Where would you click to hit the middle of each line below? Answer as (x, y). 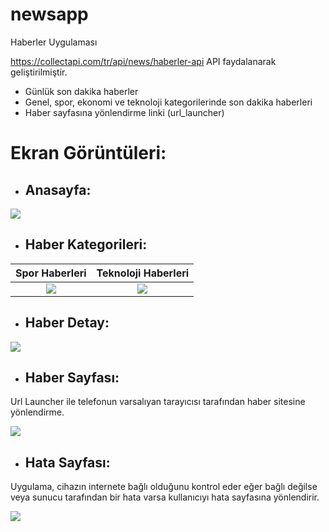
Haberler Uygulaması (54, 42)
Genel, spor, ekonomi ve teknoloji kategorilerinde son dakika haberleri (168, 102)
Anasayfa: (58, 189)
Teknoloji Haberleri (143, 273)
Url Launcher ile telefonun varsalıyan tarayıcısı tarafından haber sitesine (158, 402)
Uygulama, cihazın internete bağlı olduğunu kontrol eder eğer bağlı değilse (164, 487)
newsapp (49, 14)
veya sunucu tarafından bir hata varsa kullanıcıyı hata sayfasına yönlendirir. (165, 497)
